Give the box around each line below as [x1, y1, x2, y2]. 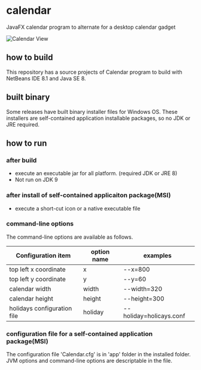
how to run [6, 138, 47, 148]
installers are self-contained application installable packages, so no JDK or [6, 115, 191, 122]
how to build [6, 52, 53, 63]
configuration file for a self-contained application [6, 329, 153, 338]
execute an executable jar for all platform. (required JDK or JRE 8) [14, 170, 178, 177]
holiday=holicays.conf [123, 311, 185, 320]
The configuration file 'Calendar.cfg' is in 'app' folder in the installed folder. [6, 351, 191, 358]
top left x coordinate [9, 265, 66, 273]
